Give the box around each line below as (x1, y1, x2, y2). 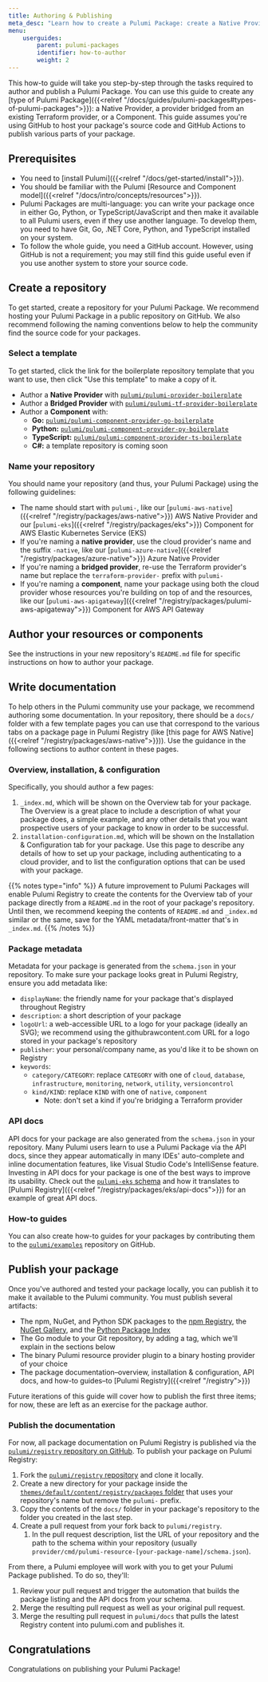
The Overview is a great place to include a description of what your (19, 806, 242, 816)
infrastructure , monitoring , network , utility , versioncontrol (31, 1078, 234, 1088)
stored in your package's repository (19, 1036, 138, 1046)
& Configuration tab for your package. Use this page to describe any (19, 840, 245, 850)
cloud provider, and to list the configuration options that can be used (19, 857, 246, 867)
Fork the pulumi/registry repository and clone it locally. (19, 1470, 204, 1480)
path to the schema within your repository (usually (31, 1538, 198, 1548)
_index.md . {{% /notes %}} (8, 924, 96, 933)
